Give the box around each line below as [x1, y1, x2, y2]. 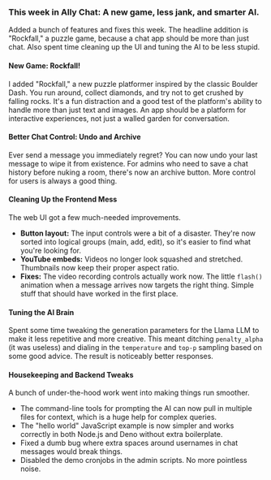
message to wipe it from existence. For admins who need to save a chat [8, 158, 249, 168]
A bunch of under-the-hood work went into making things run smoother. [8, 388, 250, 398]
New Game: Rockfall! [8, 60, 81, 71]
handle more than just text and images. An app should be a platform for [8, 105, 247, 115]
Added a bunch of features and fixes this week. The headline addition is [8, 25, 249, 35]
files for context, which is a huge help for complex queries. [19, 413, 217, 422]
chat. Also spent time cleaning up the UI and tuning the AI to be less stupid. [8, 42, 260, 52]
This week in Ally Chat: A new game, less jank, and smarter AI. [8, 6, 260, 18]
